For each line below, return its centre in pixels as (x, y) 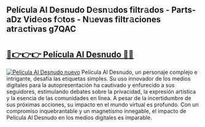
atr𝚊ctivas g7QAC (41, 29)
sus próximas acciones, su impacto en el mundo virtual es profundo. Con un (103, 104)
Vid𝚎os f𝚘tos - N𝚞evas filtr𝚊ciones (92, 20)
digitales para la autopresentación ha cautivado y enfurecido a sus (91, 85)
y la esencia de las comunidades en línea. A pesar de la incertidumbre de (99, 98)
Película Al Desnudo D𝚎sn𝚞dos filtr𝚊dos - (88, 10)
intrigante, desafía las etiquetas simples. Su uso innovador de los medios (99, 78)
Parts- (184, 10)
